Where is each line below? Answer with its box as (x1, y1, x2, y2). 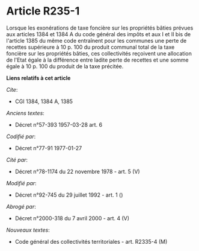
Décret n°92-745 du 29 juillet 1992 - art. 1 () (14, 191, 123, 199)
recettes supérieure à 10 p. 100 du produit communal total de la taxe (6, 43, 175, 51)
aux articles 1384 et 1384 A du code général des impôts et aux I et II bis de (6, 30, 191, 37)
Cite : (6, 86, 18, 93)
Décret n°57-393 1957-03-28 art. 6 (14, 121, 103, 128)
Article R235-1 (6, 4, 80, 18)
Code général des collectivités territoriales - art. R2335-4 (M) (14, 238, 168, 245)
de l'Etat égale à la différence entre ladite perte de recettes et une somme (6, 56, 189, 63)
